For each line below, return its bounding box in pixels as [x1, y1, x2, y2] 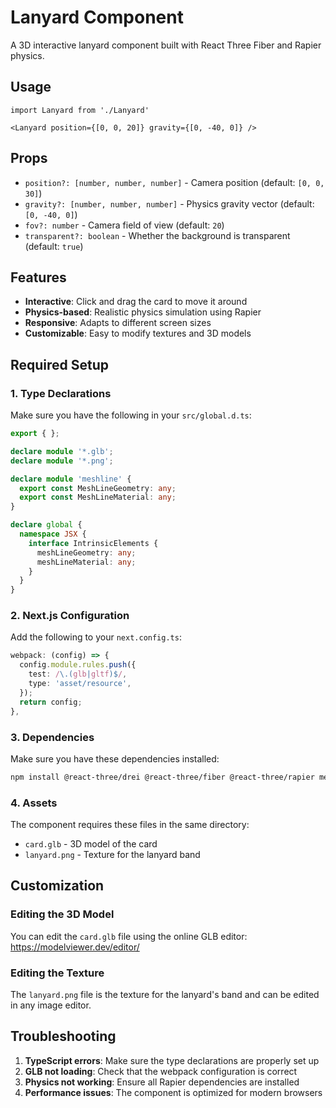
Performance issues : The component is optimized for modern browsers [24, 1086, 323, 1098]
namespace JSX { [19, 529, 87, 540]
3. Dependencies [10, 730, 95, 744]
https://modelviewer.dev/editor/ [10, 941, 140, 953]
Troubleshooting [10, 1028, 117, 1045]
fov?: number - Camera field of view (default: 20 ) [24, 219, 225, 231]
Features [10, 269, 67, 286]
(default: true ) [24, 240, 84, 252]
